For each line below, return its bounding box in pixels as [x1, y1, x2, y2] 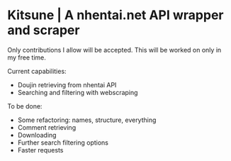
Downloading [17, 131, 57, 139]
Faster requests [17, 145, 64, 154]
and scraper [7, 22, 80, 38]
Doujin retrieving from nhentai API [17, 80, 117, 89]
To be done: [7, 101, 43, 110]
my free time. [7, 53, 46, 62]
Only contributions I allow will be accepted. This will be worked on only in [7, 45, 222, 54]
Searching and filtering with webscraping [17, 88, 138, 96]
